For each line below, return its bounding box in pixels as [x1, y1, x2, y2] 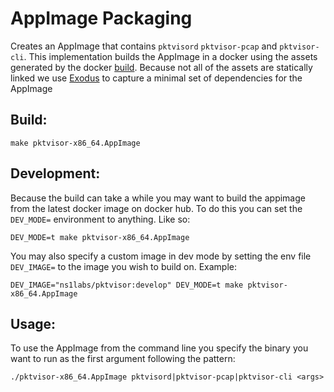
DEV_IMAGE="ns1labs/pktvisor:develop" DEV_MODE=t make [10, 280, 244, 290]
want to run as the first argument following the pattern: [10, 353, 236, 365]
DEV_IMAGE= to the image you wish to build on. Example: [10, 260, 238, 272]
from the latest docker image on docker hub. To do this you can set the [10, 202, 303, 214]
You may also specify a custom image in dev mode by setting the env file [10, 250, 312, 262]
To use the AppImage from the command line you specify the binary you [10, 342, 309, 354]
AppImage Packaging [10, 7, 193, 30]
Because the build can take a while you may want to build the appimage [10, 192, 306, 204]
